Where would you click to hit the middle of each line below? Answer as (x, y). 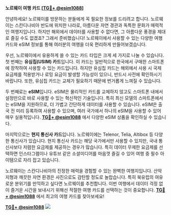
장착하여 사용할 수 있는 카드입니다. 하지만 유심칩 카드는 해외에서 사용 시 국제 (86, 68)
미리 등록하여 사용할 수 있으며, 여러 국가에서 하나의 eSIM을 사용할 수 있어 (89, 111)
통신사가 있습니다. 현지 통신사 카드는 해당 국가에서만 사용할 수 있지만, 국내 (84, 141)
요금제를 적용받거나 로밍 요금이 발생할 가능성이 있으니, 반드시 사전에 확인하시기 (84, 74)
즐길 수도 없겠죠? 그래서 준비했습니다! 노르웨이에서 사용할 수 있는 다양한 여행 (87, 38)
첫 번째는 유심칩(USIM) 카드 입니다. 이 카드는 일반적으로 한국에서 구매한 (76, 62)
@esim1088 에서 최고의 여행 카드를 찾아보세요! (57, 196)
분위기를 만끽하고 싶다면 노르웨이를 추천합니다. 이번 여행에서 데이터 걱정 (86, 184)
